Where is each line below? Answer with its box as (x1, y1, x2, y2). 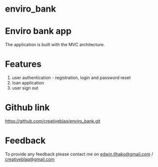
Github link (5, 102, 50, 113)
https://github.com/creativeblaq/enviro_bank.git (5, 118, 101, 124)
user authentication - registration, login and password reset (12, 75, 131, 81)
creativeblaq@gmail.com (5, 156, 55, 162)
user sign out (12, 85, 39, 91)
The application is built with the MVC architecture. (5, 42, 105, 48)
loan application (12, 80, 45, 86)
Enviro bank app (5, 26, 72, 37)
